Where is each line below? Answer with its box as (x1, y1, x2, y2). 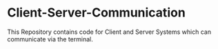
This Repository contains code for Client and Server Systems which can (7, 28, 212, 36)
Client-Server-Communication (7, 5, 186, 21)
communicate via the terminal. (7, 35, 93, 43)
